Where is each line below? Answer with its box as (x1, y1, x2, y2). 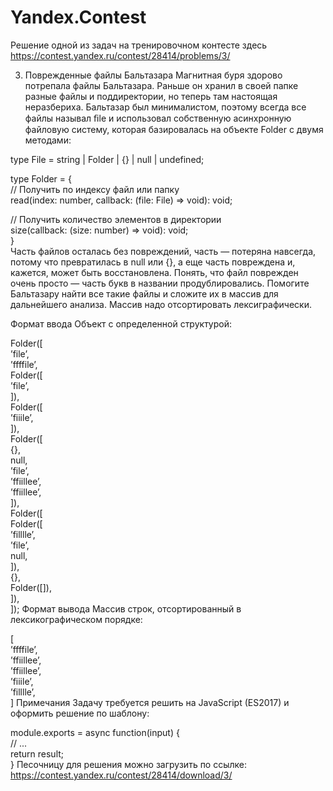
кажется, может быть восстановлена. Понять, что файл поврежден (10, 266, 299, 278)
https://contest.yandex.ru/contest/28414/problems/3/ (10, 49, 231, 61)
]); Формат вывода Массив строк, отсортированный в (10, 602, 242, 615)
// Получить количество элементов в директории (10, 213, 222, 225)
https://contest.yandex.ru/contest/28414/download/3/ (10, 769, 233, 781)
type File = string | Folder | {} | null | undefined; (10, 153, 205, 165)
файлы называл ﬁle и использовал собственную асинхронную (24, 112, 292, 124)
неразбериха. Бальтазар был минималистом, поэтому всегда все (24, 101, 307, 113)
